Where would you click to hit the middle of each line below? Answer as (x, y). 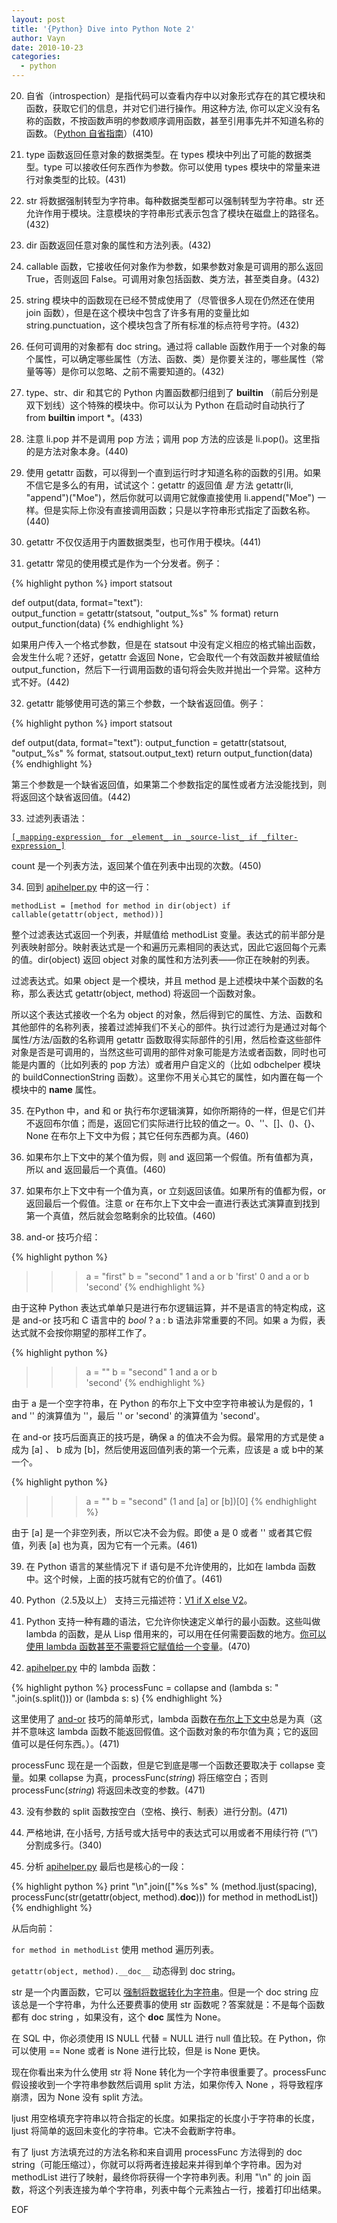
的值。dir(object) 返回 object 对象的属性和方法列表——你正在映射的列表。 (163, 959)
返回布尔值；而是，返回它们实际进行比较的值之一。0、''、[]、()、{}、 (177, 1123)
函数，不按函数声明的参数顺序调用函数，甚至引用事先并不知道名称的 (183, 120)
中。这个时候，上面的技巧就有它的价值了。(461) (124, 1579)
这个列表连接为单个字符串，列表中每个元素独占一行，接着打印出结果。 (182, 2189)
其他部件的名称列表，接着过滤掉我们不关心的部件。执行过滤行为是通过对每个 (169, 1027)
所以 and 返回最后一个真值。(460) (96, 1169)
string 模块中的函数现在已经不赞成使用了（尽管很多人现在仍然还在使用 (170, 300)
